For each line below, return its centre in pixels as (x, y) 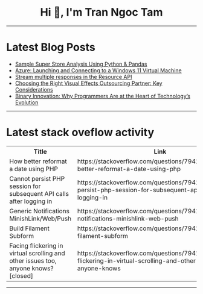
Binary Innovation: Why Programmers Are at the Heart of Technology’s (102, 96)
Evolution (27, 102)
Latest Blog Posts (51, 47)
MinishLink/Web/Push (40, 218)
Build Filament (29, 228)
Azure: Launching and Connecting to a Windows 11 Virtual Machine (98, 70)
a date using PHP (34, 169)
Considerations (34, 89)
